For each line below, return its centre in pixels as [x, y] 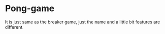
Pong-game [30, 8]
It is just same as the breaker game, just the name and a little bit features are [82, 22]
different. [14, 27]
